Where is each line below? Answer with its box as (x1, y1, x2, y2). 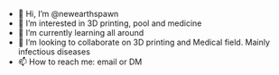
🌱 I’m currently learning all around (17, 28, 144, 37)
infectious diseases (17, 46, 90, 57)
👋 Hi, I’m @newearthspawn (17, 9, 119, 19)
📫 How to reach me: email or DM (17, 56, 143, 67)
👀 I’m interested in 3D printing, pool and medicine (17, 18, 202, 29)
